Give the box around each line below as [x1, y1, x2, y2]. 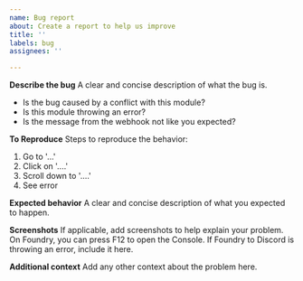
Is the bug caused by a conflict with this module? [22, 97, 206, 108]
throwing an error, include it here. [9, 244, 134, 255]
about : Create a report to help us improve [9, 22, 176, 31]
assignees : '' [9, 47, 63, 56]
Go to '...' [22, 151, 56, 163]
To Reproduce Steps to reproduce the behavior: [9, 134, 188, 145]
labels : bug [9, 38, 54, 48]
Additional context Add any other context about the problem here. [9, 261, 258, 272]
